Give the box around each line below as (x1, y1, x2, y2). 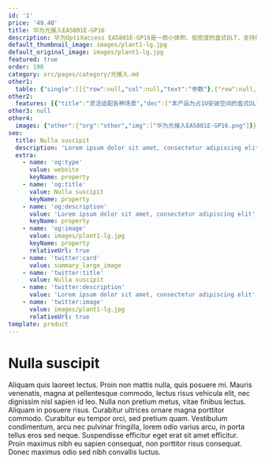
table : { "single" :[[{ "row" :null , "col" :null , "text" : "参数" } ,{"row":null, (15, 85, 257, 93)
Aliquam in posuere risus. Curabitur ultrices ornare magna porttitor (8, 405, 225, 415)
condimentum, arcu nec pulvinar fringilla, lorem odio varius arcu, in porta (8, 422, 245, 431)
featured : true (8, 56, 58, 64)
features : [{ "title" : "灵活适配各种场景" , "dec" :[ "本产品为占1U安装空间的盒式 (15, 100, 250, 107)
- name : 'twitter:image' (22, 298, 104, 306)
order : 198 (8, 63, 44, 71)
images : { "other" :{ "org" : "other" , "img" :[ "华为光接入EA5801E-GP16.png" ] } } (15, 122, 257, 130)
